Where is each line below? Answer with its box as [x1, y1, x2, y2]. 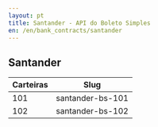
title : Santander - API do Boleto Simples [8, 19, 151, 27]
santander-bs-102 [56, 106, 129, 117]
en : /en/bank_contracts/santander [8, 26, 123, 34]
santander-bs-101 [56, 93, 129, 104]
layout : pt [8, 11, 44, 20]
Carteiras [12, 79, 49, 90]
